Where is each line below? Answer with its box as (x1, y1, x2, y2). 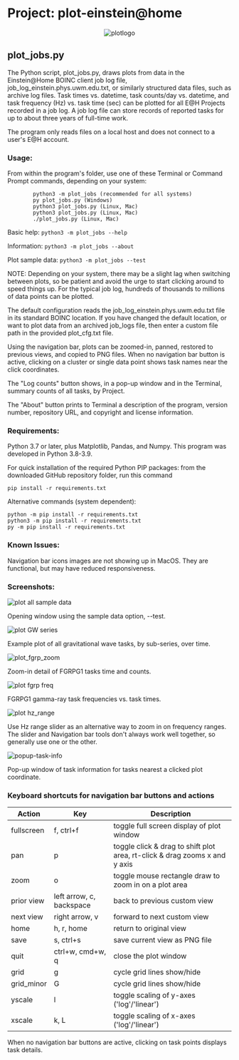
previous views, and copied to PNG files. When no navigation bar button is (7, 350, 225, 359)
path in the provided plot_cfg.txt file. (7, 329, 114, 337)
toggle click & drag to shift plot (113, 842, 216, 852)
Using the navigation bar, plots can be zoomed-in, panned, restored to (7, 342, 213, 351)
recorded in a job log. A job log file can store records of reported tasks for (7, 106, 224, 115)
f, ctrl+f (53, 825, 79, 835)
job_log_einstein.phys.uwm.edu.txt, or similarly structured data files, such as (7, 83, 232, 92)
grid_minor (11, 979, 48, 989)
